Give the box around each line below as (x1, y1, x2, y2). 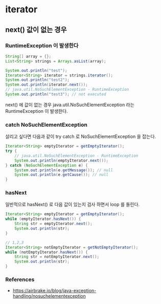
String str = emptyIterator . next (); (14, 221, 93, 227)
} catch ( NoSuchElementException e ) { (5, 163, 88, 168)
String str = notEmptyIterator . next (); (14, 254, 100, 259)
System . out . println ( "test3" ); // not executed (5, 92, 106, 97)
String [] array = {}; (5, 54, 52, 59)
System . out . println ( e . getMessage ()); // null (14, 168, 113, 173)
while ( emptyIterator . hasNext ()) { (5, 216, 81, 221)
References (5, 276, 35, 283)
